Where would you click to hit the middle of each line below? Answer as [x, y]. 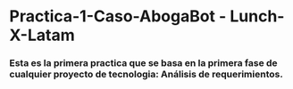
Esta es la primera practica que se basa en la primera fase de [144, 63]
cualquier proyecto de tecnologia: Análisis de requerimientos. [146, 75]
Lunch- [257, 16]
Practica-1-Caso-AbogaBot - [118, 16]
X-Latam [42, 35]
